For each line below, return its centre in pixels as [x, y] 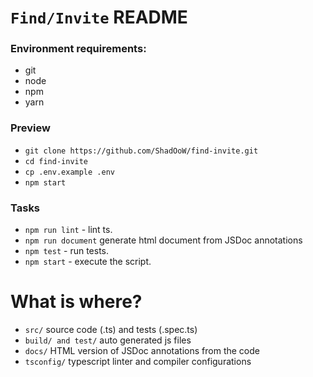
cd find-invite [56, 161]
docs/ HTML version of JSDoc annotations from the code [142, 351]
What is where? [76, 302]
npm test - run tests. [67, 251]
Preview [30, 128]
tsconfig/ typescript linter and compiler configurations [138, 362]
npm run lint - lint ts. [68, 230]
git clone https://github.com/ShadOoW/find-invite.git [141, 151]
